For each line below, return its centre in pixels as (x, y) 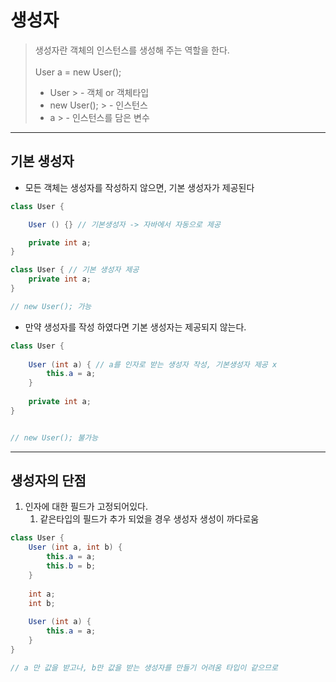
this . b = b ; (71, 566)
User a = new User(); (78, 72)
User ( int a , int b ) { (75, 547)
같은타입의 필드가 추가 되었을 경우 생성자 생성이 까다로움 (149, 519)
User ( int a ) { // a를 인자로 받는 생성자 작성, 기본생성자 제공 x (153, 364)
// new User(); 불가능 (54, 437)
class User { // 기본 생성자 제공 (75, 270)
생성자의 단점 (48, 481)
